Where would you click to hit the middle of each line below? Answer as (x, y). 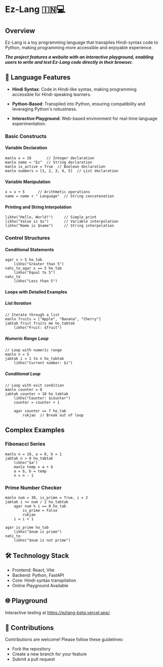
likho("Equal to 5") (35, 273)
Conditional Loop (23, 373)
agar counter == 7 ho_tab (40, 411)
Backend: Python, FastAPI (38, 575)
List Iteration (18, 303)
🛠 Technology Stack (37, 556)
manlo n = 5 (17, 354)
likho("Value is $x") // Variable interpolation (62, 222)
